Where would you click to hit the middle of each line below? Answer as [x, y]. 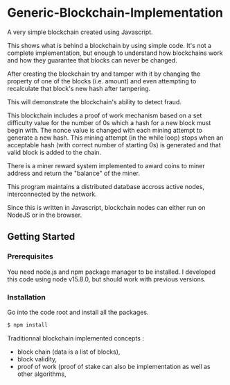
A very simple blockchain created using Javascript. [80, 32]
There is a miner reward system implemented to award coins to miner [106, 165]
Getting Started [41, 237]
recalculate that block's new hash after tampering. [79, 88]
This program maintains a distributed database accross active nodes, [106, 186]
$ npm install [28, 325]
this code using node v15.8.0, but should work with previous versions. [107, 279]
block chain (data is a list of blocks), [69, 352]
